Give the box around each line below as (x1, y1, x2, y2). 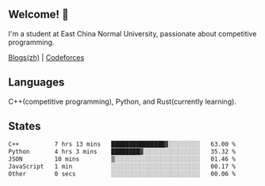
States (8, 120, 41, 133)
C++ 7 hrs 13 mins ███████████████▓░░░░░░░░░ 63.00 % (8, 140, 236, 149)
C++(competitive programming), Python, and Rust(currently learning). (8, 97, 236, 106)
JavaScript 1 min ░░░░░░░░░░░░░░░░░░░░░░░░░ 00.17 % (8, 163, 236, 171)
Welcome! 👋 (8, 8, 69, 21)
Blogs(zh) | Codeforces (8, 52, 85, 62)
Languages (8, 76, 65, 89)
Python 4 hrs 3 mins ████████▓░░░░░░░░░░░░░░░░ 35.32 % (8, 148, 236, 156)
